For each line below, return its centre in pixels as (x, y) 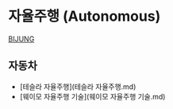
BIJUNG (21, 39)
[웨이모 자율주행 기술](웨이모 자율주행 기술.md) (92, 96)
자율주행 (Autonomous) (85, 16)
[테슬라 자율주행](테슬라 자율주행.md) (78, 86)
